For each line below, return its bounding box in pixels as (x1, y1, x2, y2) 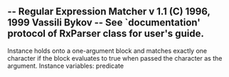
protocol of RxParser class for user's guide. (7, 28, 204, 40)
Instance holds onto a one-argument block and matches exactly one (7, 46, 208, 55)
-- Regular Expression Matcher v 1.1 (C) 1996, (7, 6, 211, 18)
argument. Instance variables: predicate (7, 61, 124, 70)
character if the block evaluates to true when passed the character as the (7, 54, 223, 62)
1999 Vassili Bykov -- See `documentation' (7, 17, 201, 29)
